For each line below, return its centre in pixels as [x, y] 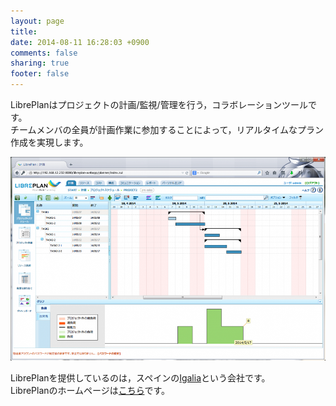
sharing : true [40, 63]
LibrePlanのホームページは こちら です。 [90, 390]
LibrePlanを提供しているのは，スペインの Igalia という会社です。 [140, 377]
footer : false [40, 74]
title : [24, 31]
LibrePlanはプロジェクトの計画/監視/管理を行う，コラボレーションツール [159, 104]
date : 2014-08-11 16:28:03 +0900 [80, 42]
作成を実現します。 [49, 142]
